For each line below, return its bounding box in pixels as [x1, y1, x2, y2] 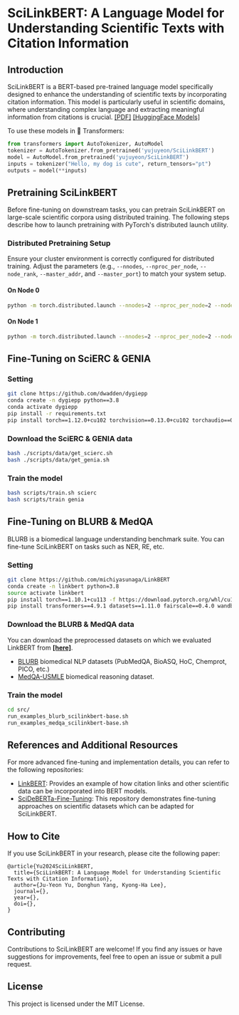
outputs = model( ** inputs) [7, 167, 87, 174]
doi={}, [14, 900, 37, 907]
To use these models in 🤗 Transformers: [7, 127, 124, 135]
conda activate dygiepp [7, 404, 78, 411]
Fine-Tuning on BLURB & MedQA [7, 516, 154, 528]
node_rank [7, 271, 37, 279]
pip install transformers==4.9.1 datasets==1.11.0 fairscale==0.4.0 [7, 603, 215, 610]
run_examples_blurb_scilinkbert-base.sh [7, 712, 129, 720]
